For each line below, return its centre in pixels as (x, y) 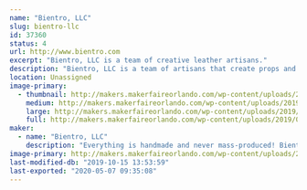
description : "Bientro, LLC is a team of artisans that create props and (153, 69)
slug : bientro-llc (44, 26)
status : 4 (28, 43)
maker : (22, 129)
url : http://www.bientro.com (65, 52)
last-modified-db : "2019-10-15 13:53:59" (90, 162)
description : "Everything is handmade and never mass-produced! (151, 145)
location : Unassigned (51, 78)
